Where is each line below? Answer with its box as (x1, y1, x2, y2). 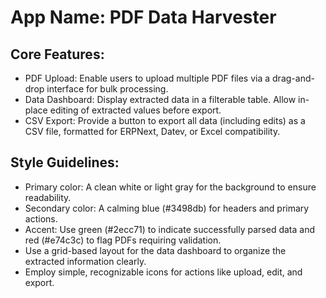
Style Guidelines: (10, 154, 120, 171)
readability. (24, 191, 72, 203)
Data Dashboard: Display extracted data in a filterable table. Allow (24, 94, 297, 105)
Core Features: (10, 46, 105, 63)
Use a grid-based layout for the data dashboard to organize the (24, 244, 287, 256)
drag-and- (272, 72, 315, 84)
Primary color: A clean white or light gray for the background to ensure (24, 181, 317, 193)
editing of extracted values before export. (49, 104, 222, 116)
